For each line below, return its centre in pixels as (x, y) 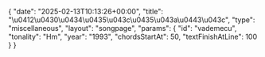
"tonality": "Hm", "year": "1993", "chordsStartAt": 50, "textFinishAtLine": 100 (133, 36)
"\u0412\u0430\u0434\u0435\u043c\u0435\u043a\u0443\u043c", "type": (132, 20)
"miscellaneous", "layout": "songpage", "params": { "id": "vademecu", (123, 28)
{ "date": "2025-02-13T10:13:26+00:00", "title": (86, 11)
